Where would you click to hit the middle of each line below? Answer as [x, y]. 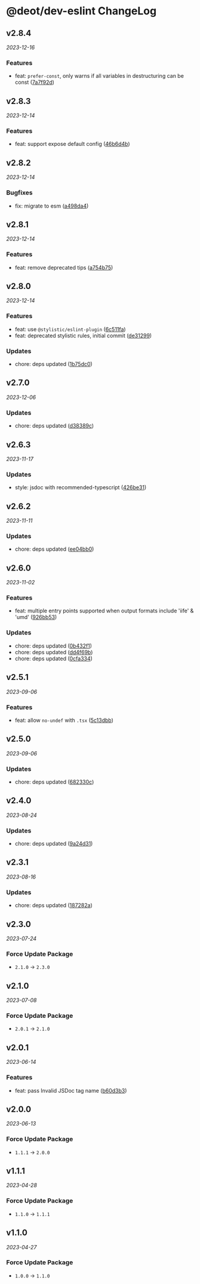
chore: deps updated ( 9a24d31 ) [54, 844]
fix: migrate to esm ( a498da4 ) [52, 206]
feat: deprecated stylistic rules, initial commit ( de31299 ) [83, 336]
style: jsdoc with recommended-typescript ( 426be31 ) [81, 487]
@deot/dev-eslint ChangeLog [81, 11]
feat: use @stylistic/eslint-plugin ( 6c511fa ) [70, 329]
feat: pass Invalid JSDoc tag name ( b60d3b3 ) [71, 1090]
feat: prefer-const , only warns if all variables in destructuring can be [99, 76]
